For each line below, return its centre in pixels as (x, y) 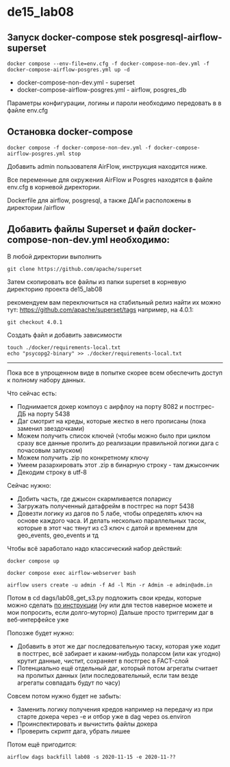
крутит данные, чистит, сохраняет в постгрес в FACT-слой (103, 661)
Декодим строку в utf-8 (52, 472)
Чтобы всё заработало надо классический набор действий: (95, 548)
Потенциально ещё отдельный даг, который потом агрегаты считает (117, 668)
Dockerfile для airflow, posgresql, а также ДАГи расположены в (99, 200)
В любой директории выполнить (54, 256)
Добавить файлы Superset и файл (84, 229)
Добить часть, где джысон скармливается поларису (94, 499)
